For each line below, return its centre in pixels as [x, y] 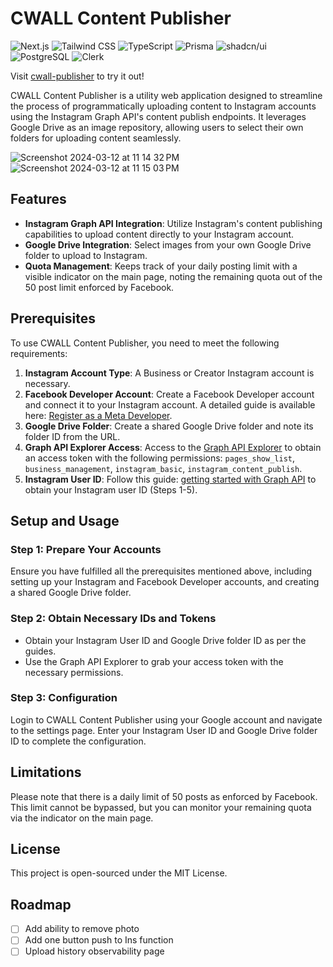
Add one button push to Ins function [99, 940]
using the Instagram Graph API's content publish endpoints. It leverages [158, 116]
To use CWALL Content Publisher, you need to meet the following [145, 343]
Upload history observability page [94, 951]
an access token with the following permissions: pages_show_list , [160, 458]
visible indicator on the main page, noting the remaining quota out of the [173, 276]
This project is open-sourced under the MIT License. [119, 873]
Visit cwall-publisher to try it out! [77, 76]
